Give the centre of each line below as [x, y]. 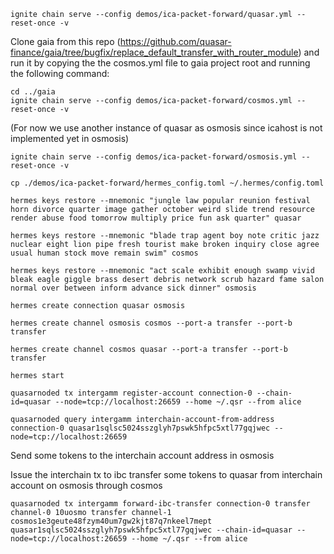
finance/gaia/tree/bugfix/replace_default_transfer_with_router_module [154, 52]
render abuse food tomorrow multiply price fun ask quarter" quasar [156, 218]
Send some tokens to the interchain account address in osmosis [142, 455]
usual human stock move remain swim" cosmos [104, 253]
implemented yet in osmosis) [70, 138]
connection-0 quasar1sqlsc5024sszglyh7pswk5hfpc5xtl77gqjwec [140, 428]
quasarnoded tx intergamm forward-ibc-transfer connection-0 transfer [160, 504]
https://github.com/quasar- [175, 41]
